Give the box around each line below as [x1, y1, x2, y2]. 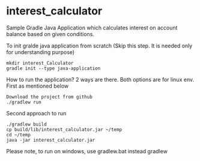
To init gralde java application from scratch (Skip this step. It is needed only [6, 42, 193, 49]
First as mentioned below [6, 82, 69, 90]
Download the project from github [6, 94, 93, 100]
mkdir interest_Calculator [6, 60, 74, 66]
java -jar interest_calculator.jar [6, 137, 95, 143]
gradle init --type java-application [6, 65, 101, 71]
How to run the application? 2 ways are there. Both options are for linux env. [6, 76, 195, 83]
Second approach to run [6, 109, 67, 117]
